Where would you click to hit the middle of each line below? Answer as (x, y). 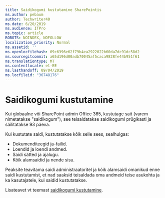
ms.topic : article (24, 33)
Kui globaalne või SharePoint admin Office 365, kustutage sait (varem (77, 114)
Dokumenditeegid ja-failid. (40, 144)
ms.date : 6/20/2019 (25, 24)
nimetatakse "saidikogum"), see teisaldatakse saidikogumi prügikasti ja (78, 119)
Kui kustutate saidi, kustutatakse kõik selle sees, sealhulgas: (67, 134)
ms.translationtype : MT (30, 61)
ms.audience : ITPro (25, 29)
